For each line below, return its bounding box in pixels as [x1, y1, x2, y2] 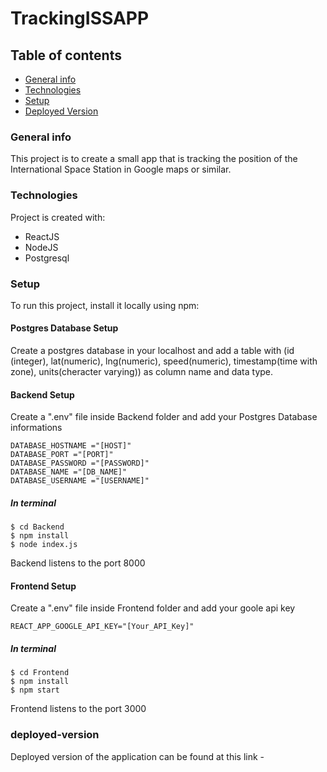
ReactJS [24, 230, 60, 242]
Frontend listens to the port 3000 [10, 703, 147, 715]
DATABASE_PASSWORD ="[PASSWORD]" [10, 458, 150, 469]
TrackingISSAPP [10, 7, 150, 30]
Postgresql [24, 252, 70, 264]
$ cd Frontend [10, 668, 70, 678]
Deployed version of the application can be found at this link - [10, 750, 265, 762]
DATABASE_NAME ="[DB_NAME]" [10, 467, 128, 477]
